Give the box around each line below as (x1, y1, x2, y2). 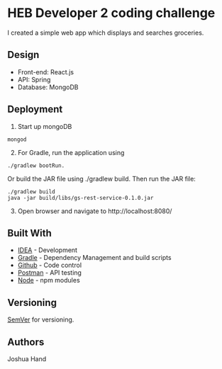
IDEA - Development (17, 246, 78, 254)
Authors (7, 336, 45, 348)
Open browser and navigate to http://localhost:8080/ (17, 207, 172, 215)
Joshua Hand (7, 355, 47, 363)
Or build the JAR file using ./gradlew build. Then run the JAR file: (7, 174, 196, 183)
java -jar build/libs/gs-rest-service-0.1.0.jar (7, 194, 154, 201)
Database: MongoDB (17, 83, 79, 91)
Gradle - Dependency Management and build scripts (17, 254, 172, 262)
